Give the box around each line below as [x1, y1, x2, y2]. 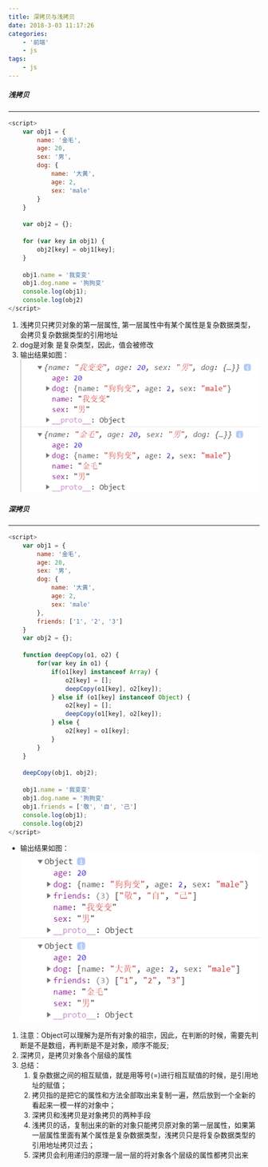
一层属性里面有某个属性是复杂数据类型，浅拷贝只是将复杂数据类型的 [31, 1130, 256, 1140]
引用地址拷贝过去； [31, 1141, 96, 1150]
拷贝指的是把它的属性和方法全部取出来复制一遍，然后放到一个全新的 [31, 1090, 256, 1100]
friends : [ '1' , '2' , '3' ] [37, 617, 124, 625]
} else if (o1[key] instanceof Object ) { [50, 693, 191, 701]
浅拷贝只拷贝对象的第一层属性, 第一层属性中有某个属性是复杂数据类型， [19, 320, 255, 329]
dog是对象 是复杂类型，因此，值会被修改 [19, 339, 154, 349]
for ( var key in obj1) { [22, 237, 105, 245]
